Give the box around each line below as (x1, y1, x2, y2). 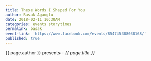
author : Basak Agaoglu (5, 12, 53, 17)
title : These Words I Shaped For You (5, 7, 85, 13)
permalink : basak (5, 26, 42, 32)
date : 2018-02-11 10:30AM (5, 17, 60, 22)
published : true (5, 36, 40, 41)
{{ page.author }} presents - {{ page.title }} (5, 49, 95, 56)
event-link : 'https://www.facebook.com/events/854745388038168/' (5, 31, 146, 36)
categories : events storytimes (5, 21, 72, 27)
